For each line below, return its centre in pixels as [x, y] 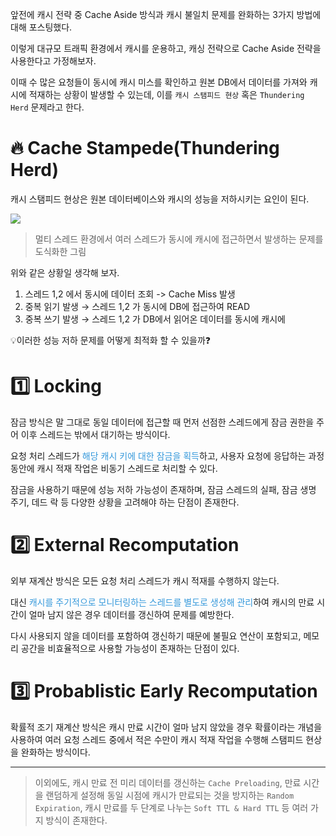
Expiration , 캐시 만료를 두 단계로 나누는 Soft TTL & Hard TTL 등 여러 [171, 807]
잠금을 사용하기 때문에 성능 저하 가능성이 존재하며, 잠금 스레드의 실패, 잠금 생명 [163, 489]
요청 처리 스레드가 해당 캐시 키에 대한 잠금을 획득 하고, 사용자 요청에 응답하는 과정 [167, 455]
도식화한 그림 [60, 251]
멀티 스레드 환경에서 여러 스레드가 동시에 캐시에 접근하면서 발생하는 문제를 [179, 239]
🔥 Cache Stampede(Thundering [145, 148]
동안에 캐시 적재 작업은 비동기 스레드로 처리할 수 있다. [114, 468]
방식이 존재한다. [76, 820]
